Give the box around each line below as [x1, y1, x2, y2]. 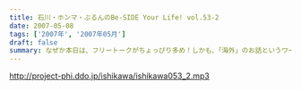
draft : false [9, 37, 58, 47]
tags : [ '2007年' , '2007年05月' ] [9, 29, 126, 38]
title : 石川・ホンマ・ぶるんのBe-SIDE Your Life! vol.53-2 [9, 12, 219, 22]
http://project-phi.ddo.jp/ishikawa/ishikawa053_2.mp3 [9, 70, 211, 81]
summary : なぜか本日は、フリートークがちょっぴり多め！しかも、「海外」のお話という [9, 46, 282, 55]
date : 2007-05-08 [9, 21, 74, 30]
